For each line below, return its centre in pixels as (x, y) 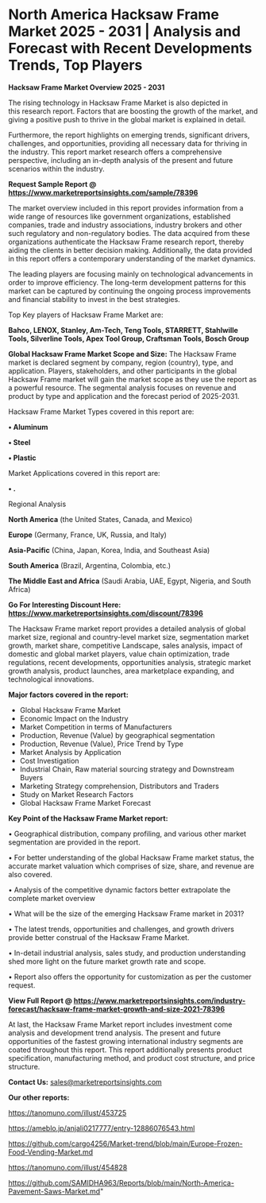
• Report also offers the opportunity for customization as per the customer (130, 977)
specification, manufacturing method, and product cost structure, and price (132, 1058)
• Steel (19, 442)
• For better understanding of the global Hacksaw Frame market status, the (131, 857)
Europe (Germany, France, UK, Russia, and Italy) (87, 535)
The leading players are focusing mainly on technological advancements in (131, 274)
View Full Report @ (40, 1000)
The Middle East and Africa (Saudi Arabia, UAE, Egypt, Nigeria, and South (130, 581)
